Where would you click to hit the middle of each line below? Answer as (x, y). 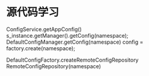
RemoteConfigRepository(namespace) (53, 66)
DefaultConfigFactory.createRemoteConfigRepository (72, 60)
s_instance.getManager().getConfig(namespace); (67, 35)
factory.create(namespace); (41, 48)
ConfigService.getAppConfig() (44, 29)
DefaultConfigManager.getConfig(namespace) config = (75, 42)
